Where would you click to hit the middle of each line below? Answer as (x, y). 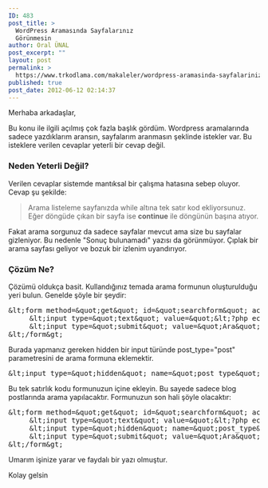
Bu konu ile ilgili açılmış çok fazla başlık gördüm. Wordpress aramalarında (129, 128)
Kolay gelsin (28, 475)
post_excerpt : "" (37, 53)
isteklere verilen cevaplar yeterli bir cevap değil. (87, 146)
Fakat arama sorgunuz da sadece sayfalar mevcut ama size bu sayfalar (125, 231)
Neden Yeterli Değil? (49, 166)
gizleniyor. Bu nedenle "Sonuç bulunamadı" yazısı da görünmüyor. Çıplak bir (134, 240)
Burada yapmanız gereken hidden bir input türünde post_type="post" (122, 350)
